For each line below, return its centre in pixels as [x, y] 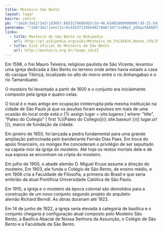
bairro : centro [20, 18]
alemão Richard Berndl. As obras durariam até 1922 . [57, 199]
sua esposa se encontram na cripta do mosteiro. [53, 154]
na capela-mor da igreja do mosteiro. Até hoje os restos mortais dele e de [79, 149]
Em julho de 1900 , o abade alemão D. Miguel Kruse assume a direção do [77, 164]
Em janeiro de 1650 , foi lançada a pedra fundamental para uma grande [75, 134]
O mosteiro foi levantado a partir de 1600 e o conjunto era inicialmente [75, 89]
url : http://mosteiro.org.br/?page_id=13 [56, 50]
